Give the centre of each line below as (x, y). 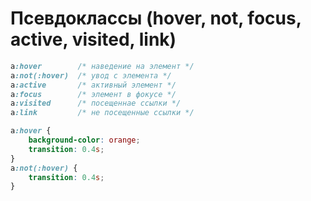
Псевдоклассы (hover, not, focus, (156, 18)
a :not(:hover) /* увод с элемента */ (91, 75)
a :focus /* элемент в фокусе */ (93, 94)
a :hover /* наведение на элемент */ (102, 66)
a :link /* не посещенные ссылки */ (102, 113)
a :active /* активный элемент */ (93, 85)
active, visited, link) (93, 39)
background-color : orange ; (84, 140)
